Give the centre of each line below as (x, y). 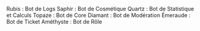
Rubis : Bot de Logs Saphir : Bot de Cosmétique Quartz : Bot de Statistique (100, 9)
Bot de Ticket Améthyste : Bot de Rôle (54, 22)
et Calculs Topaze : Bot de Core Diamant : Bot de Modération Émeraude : (98, 15)
